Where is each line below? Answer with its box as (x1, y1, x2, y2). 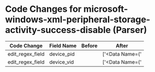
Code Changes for (5, 3, 82, 15)
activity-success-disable (5, 25, 111, 36)
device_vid (49, 58, 74, 65)
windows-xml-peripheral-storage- (5, 14, 151, 25)
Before (81, 42, 98, 49)
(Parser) (112, 25, 147, 36)
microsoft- (83, 3, 128, 15)
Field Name (49, 42, 77, 49)
